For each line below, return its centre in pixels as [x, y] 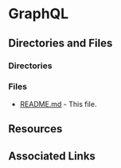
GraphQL [39, 14]
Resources [35, 129]
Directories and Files [60, 43]
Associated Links [52, 156]
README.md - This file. [58, 104]
